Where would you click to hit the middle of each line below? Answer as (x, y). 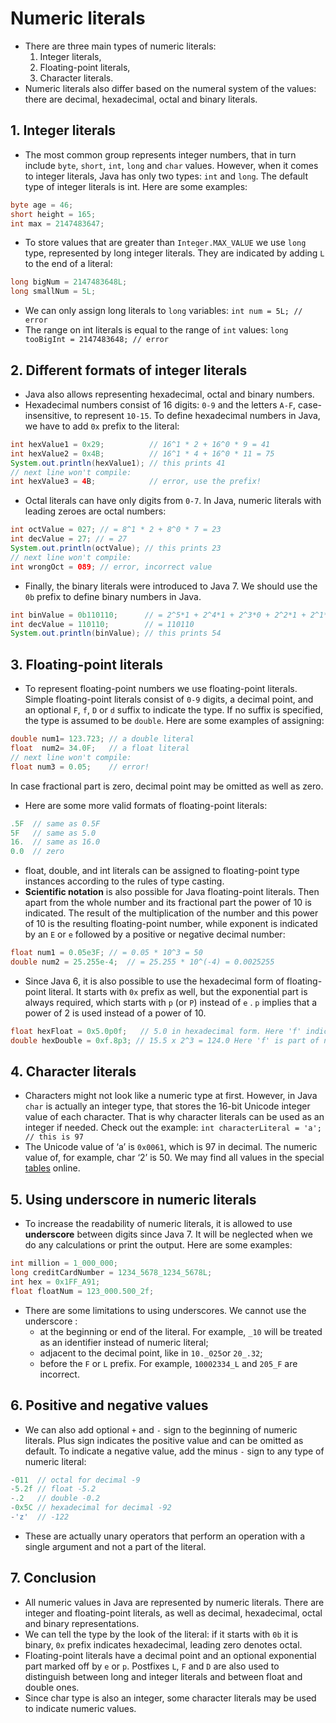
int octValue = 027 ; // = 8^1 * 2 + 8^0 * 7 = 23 (116, 530)
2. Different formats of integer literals (129, 370)
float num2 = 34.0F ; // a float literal (100, 748)
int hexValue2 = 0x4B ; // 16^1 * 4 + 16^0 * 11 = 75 (142, 453)
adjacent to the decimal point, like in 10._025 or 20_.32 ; (151, 1353)
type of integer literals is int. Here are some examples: (136, 186)
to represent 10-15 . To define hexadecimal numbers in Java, (197, 415)
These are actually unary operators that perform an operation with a (165, 1536)
